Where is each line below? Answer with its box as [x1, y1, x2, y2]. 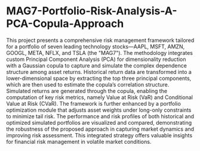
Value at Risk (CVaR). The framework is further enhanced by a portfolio [6, 100, 181, 107]
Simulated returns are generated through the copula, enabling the [6, 87, 168, 94]
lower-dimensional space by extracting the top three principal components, [6, 75, 192, 82]
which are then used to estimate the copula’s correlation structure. [6, 81, 170, 88]
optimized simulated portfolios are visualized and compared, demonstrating [6, 119, 192, 126]
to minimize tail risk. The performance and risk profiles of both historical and [6, 112, 195, 120]
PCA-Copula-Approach [6, 17, 124, 30]
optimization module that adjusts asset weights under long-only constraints [6, 106, 192, 113]
